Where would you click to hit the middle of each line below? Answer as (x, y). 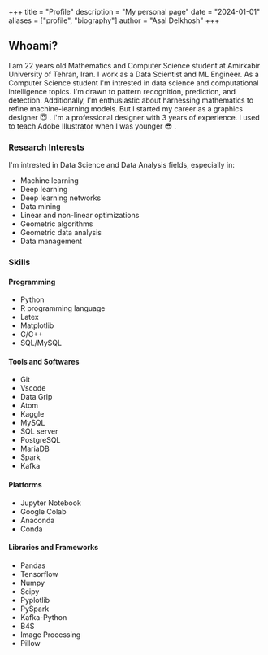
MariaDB (35, 449)
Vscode (33, 388)
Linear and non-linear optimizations (80, 216)
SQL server (39, 431)
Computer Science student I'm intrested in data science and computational (134, 83)
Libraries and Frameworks (54, 548)
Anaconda (37, 520)
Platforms (25, 485)
